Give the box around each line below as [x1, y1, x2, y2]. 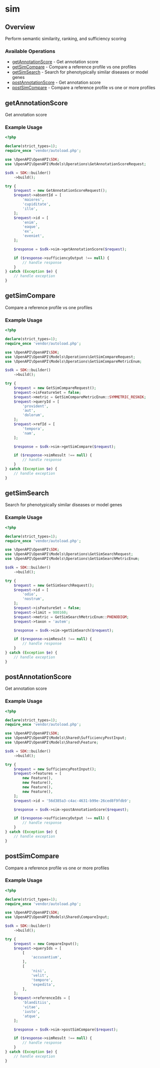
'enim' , [22, 220, 38, 225]
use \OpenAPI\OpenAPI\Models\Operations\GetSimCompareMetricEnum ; [5, 359, 142, 364]
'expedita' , [31, 982, 55, 987]
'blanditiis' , [22, 1000, 51, 1005]
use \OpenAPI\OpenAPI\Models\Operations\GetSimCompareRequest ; [5, 354, 136, 359]
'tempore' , [31, 977, 53, 982]
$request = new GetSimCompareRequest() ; [14, 386, 96, 390]
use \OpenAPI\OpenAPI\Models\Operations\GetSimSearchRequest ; [5, 552, 133, 557]
